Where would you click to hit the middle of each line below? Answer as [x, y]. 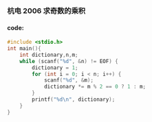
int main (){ [24, 49]
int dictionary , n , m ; [49, 55]
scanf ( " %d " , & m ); [69, 80]
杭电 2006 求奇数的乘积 [46, 10]
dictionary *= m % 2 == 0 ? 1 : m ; [95, 87]
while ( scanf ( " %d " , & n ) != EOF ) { [69, 61]
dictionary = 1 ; [55, 68]
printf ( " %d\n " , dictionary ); [74, 99]
